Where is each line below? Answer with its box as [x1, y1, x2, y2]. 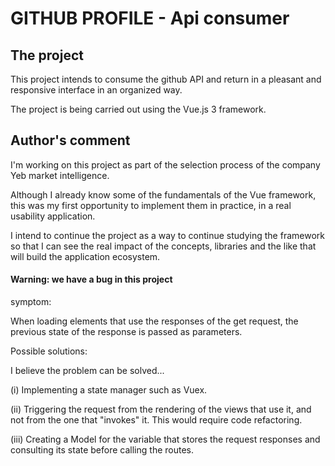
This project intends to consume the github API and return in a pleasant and [10, 73, 322, 85]
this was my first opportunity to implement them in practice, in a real [10, 199, 292, 211]
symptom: [10, 296, 52, 308]
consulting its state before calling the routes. [10, 444, 194, 456]
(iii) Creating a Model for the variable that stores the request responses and [10, 433, 321, 446]
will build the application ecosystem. [10, 250, 161, 262]
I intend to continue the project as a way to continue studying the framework [10, 229, 325, 241]
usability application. [10, 210, 96, 222]
